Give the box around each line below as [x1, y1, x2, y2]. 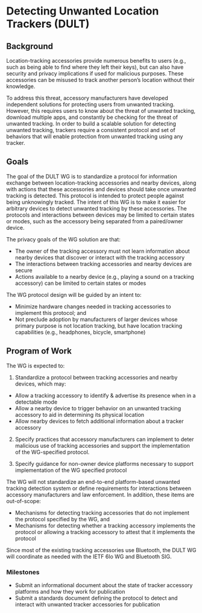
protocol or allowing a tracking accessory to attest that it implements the [14, 528, 195, 535]
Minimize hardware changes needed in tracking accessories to [14, 303, 171, 310]
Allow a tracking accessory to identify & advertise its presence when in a [14, 392, 196, 399]
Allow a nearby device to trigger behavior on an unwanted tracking [14, 404, 181, 411]
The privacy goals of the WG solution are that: [6, 235, 121, 243]
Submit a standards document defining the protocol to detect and [14, 594, 178, 602]
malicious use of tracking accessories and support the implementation [14, 442, 190, 449]
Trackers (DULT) [6, 17, 90, 31]
